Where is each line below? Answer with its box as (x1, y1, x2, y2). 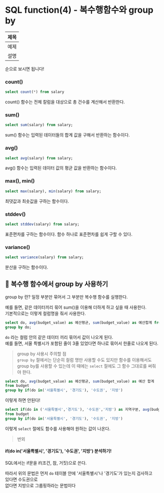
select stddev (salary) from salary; (5, 222, 80, 226)
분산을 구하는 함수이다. (5, 264, 48, 270)
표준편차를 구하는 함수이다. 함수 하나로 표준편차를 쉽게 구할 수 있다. (5, 231, 133, 237)
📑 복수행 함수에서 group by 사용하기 (5, 280, 108, 289)
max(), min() (5, 178, 35, 184)
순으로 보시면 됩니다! (5, 66, 44, 71)
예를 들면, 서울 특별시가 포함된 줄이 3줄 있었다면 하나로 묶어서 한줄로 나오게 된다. (5, 340, 159, 346)
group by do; (5, 325, 32, 330)
